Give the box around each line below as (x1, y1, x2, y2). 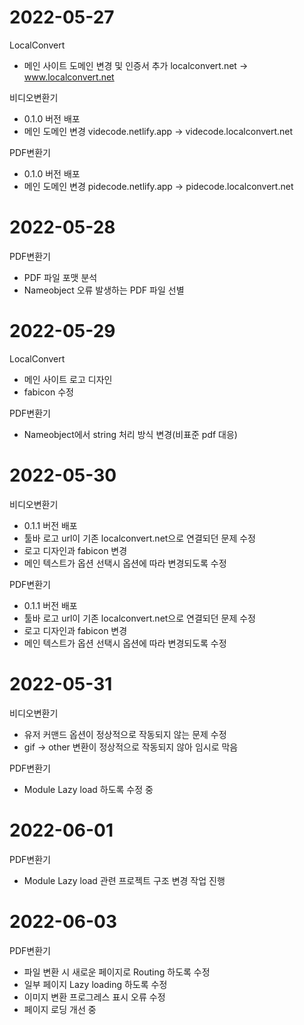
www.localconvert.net (23, 71, 115, 83)
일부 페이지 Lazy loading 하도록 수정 (23, 978, 168, 990)
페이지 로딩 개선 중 (23, 1003, 97, 1015)
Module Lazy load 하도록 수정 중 (23, 783, 154, 795)
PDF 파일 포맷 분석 (23, 271, 98, 283)
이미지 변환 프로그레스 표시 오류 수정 (23, 991, 166, 1003)
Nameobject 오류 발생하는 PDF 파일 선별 (23, 284, 185, 296)
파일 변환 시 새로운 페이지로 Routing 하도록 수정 (23, 966, 211, 978)
